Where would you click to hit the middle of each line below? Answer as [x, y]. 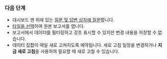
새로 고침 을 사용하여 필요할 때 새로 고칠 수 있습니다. [68, 51]
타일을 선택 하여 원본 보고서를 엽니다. [48, 26]
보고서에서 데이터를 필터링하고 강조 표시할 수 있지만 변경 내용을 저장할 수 [84, 33]
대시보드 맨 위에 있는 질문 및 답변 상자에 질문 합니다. [63, 20]
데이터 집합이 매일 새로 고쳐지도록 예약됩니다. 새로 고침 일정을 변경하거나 [84, 45]
